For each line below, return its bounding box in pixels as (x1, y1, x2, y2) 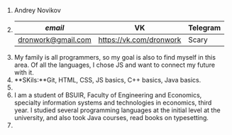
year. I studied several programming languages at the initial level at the (13, 106, 221, 114)
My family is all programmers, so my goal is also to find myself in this (13, 53, 216, 61)
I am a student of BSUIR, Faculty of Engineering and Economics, (13, 91, 202, 99)
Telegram (187, 23, 221, 33)
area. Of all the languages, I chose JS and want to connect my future (13, 60, 215, 69)
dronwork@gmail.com (17, 35, 92, 45)
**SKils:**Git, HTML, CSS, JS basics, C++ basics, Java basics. (13, 76, 201, 84)
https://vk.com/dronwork (98, 35, 182, 45)
